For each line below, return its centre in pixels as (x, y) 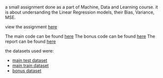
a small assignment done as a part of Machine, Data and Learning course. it (81, 7)
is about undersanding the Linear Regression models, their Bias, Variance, (80, 12)
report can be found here (30, 41)
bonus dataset (27, 71)
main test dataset (30, 60)
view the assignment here (31, 27)
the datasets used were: (29, 51)
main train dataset (30, 66)
